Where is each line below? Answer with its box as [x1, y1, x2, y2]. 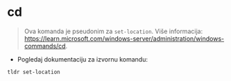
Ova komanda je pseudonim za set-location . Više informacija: [24, 27, 203, 35]
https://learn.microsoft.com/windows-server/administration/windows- [24, 34, 224, 42]
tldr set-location [7, 69, 60, 75]
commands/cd [24, 42, 66, 50]
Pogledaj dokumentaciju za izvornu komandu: [17, 55, 148, 63]
